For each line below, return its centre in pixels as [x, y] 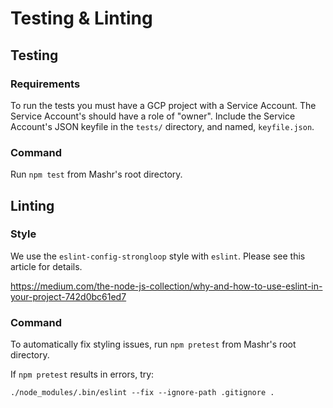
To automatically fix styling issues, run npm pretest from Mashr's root [153, 344]
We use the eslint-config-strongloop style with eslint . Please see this [158, 256]
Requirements [45, 84]
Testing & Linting [81, 18]
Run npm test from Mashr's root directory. [96, 174]
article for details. [46, 266]
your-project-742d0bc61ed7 [68, 296]
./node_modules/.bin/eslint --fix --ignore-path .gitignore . [142, 393]
